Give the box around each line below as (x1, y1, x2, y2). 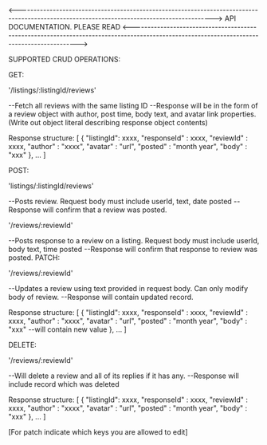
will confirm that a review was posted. (42, 205, 167, 215)
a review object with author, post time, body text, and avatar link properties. (8, 109, 257, 119)
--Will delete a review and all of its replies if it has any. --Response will (8, 371, 239, 380)
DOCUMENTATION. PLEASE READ (8, 22, 121, 31)
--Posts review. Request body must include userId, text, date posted (8, 197, 233, 206)
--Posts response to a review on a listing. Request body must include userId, (8, 236, 260, 245)
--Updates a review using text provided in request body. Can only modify (8, 284, 249, 293)
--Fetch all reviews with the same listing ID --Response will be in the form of (8, 101, 259, 110)
